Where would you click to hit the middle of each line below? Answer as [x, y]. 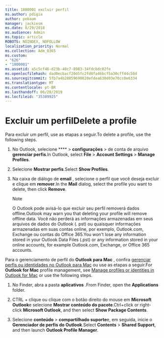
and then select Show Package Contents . [106, 310]
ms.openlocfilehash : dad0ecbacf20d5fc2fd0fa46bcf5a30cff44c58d [71, 74]
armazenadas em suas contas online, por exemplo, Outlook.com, [78, 229]
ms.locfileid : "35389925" [31, 96]
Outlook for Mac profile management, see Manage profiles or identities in [80, 270]
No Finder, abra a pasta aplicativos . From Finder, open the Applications [85, 285]
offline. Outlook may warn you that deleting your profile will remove [80, 214]
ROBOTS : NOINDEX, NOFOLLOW [33, 42]
